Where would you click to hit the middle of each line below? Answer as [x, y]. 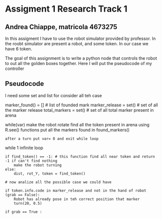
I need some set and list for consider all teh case [54, 95]
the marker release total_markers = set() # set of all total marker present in [80, 110]
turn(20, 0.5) [28, 203]
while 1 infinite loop [24, 148]
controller [15, 68]
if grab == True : [24, 212]
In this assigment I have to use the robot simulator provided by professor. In [81, 38]
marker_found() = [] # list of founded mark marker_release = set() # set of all [81, 105]
